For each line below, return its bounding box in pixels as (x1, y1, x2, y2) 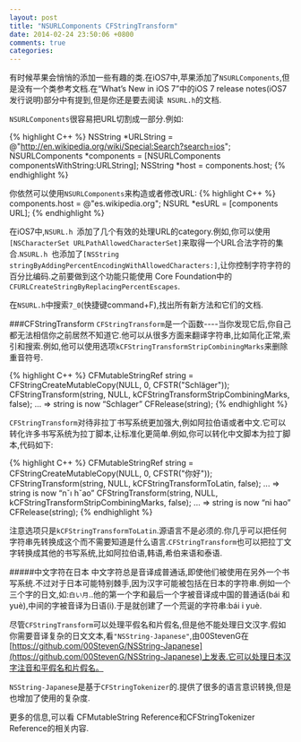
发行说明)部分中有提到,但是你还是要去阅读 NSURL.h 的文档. (9, 95, 222, 106)
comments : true (9, 38, 66, 47)
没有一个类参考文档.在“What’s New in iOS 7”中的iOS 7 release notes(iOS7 (16, 83, 288, 94)
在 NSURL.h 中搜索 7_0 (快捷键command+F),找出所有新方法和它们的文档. (9, 299, 264, 310)
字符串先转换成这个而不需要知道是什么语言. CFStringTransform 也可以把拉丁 (9, 537, 284, 548)
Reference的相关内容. (9, 723, 90, 734)
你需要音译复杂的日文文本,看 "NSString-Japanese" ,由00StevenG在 (9, 631, 249, 642)
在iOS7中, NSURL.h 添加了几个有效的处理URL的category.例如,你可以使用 (9, 226, 271, 237)
